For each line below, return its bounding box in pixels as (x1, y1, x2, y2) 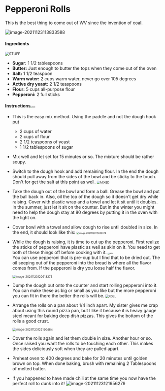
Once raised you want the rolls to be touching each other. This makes (12, 341, 154, 347)
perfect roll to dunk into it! (12, 381, 65, 387)
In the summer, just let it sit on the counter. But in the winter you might (12, 204, 155, 210)
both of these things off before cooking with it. (12, 250, 107, 256)
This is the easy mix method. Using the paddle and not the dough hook (12, 114, 157, 120)
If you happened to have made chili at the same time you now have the (12, 375, 156, 381)
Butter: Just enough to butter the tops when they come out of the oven (12, 65, 157, 71)
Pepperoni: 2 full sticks (12, 92, 60, 98)
